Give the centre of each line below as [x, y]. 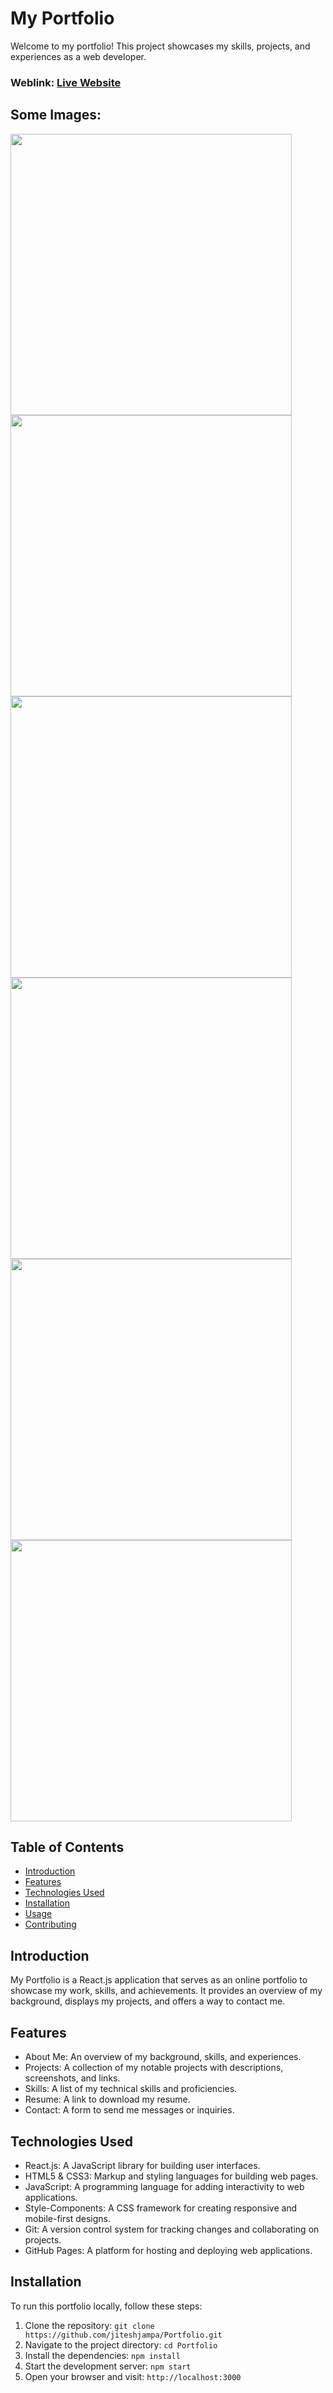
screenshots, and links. [72, 2078]
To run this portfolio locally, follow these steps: [106, 2306]
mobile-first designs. [67, 2218]
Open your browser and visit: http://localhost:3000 [133, 2376]
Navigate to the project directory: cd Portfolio [121, 2344]
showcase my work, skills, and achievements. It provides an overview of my [166, 1991]
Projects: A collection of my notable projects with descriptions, [154, 2068]
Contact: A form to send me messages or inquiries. [129, 2110]
